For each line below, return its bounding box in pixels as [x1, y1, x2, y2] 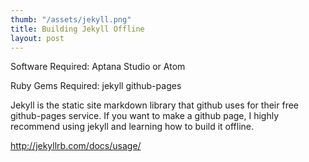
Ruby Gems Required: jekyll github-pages [10, 80, 182, 92]
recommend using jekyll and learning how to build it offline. [10, 121, 255, 133]
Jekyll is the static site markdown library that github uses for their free [10, 99, 299, 111]
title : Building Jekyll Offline [10, 24, 145, 34]
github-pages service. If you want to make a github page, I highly [10, 110, 280, 122]
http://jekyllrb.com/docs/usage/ [10, 140, 142, 152]
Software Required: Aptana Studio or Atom [10, 61, 186, 73]
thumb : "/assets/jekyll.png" [10, 14, 132, 25]
